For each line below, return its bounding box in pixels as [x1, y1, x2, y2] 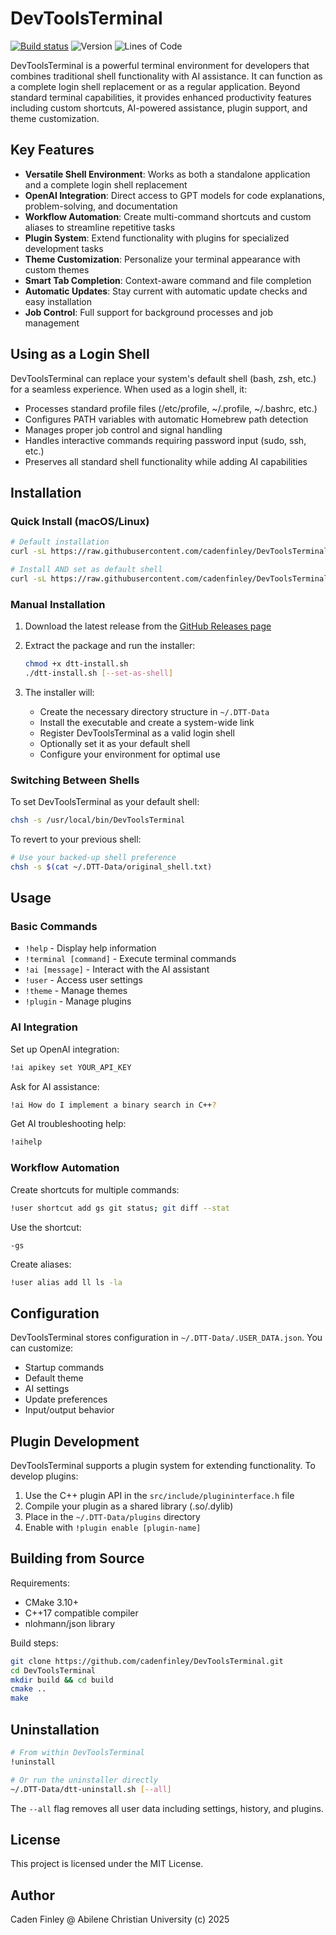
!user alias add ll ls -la [10, 1277, 123, 1287]
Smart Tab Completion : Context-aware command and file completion [24, 274, 312, 286]
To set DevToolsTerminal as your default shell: [10, 796, 200, 808]
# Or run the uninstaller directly [10, 1775, 159, 1785]
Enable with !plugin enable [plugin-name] [24, 1522, 202, 1533]
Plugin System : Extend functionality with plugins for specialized [24, 232, 290, 244]
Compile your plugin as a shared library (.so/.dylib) [24, 1500, 234, 1512]
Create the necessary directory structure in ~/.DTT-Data [39, 705, 270, 717]
